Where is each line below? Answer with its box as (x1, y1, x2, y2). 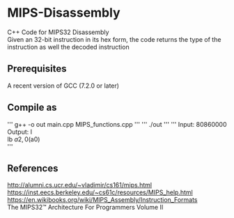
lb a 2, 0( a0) (7, 134, 40, 143)
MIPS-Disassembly (7, 5, 120, 21)
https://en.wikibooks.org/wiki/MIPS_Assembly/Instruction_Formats (7, 196, 198, 204)
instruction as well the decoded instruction (7, 42, 130, 51)
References (7, 162, 58, 174)
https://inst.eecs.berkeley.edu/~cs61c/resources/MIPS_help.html (7, 188, 193, 196)
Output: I (7, 127, 33, 136)
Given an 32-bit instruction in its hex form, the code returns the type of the (7, 35, 221, 43)
